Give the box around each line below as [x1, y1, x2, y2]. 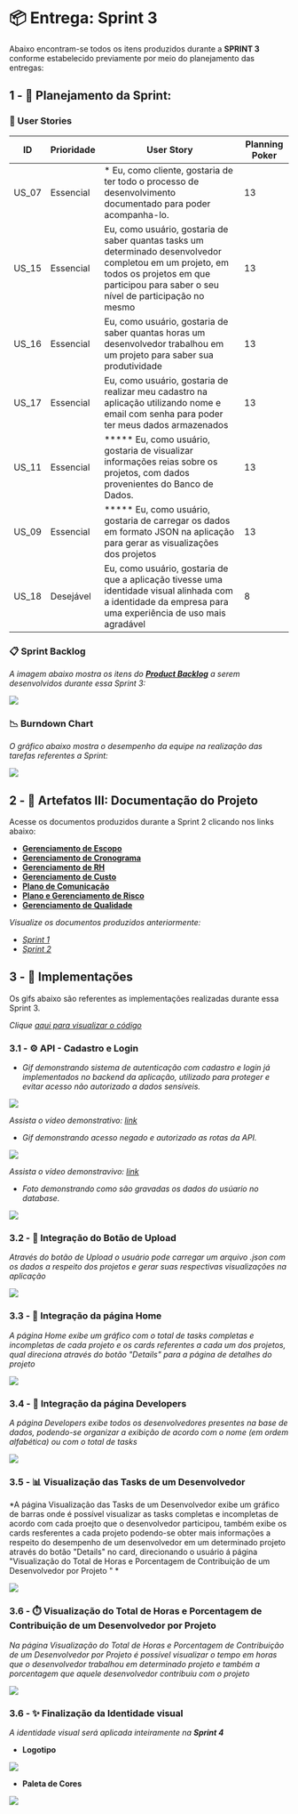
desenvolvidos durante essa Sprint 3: [9, 678, 146, 689]
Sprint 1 [21, 934, 51, 945]
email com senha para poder [104, 407, 223, 420]
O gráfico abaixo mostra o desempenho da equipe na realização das [9, 741, 263, 752]
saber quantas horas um [104, 327, 206, 339]
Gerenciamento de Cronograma [21, 852, 142, 864]
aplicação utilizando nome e [104, 396, 222, 408]
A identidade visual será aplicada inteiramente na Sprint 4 [9, 1727, 224, 1737]
